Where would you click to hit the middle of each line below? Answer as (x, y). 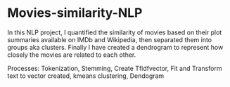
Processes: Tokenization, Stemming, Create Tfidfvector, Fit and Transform (115, 68)
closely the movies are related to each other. (72, 55)
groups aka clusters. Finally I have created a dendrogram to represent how (115, 47)
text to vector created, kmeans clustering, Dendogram (86, 76)
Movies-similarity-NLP (75, 13)
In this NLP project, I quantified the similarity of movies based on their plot (115, 32)
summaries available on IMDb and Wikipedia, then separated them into (110, 39)
